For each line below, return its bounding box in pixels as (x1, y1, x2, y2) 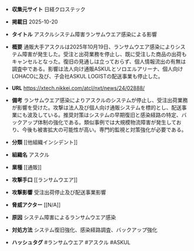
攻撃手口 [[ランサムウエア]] (11, 176, 78, 183)
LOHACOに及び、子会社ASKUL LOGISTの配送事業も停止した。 (11, 73, 163, 80)
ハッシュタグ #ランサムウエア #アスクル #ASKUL (11, 239, 131, 246)
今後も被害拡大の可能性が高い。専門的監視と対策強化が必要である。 (22, 126, 187, 133)
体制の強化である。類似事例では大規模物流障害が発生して (37, 119, 176, 125)
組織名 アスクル (11, 151, 50, 158)
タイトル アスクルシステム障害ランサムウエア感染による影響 (11, 31, 158, 38)
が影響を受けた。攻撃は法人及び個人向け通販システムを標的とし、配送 (11, 104, 182, 111)
